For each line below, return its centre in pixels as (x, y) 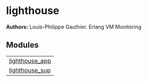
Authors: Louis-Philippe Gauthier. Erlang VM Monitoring (74, 27)
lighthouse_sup (30, 70)
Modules (23, 45)
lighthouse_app (30, 60)
